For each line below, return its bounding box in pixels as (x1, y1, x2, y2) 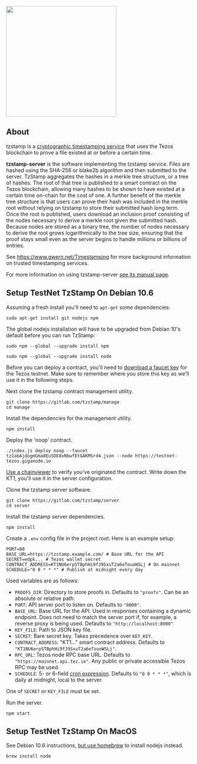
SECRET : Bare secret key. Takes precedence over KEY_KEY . (14, 632, 153, 639)
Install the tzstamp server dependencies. (6, 513, 105, 520)
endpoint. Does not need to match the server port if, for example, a (14, 613, 177, 621)
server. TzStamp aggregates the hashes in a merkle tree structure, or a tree (6, 173, 189, 180)
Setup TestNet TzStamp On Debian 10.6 (6, 288, 154, 298)
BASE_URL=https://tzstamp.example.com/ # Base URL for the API (6, 551, 165, 557)
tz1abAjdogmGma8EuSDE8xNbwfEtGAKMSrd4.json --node (6, 453, 133, 459)
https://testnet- (135, 453, 178, 459)
